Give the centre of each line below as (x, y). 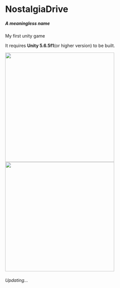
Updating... (17, 280)
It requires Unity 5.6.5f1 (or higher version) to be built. (60, 45)
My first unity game (25, 36)
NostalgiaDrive (37, 9)
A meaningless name (28, 23)
